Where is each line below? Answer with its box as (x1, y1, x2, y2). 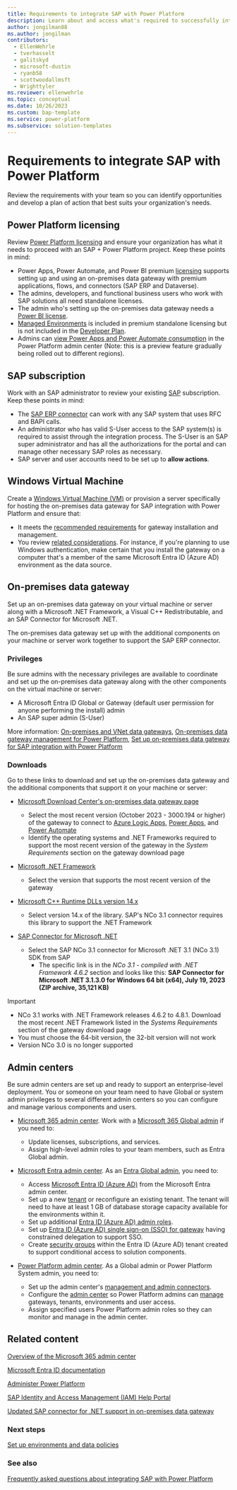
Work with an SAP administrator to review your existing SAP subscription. (7, 388, 221, 397)
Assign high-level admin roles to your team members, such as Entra (28, 1145, 225, 1154)
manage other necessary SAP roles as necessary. (17, 447, 162, 456)
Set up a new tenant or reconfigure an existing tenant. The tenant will (28, 1195, 229, 1203)
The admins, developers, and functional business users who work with (17, 289, 224, 298)
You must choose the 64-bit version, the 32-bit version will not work (17, 1034, 217, 1042)
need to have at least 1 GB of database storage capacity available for (28, 1203, 228, 1211)
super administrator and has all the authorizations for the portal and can (17, 440, 227, 449)
